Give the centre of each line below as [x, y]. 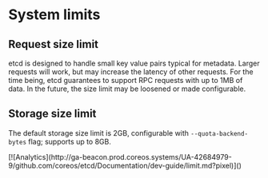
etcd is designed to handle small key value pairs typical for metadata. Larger [134, 63]
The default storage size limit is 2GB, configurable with [99, 133]
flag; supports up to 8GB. [70, 141]
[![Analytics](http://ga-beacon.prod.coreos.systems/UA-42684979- [120, 156]
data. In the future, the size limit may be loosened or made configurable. [127, 89]
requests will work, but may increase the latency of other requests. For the [131, 72]
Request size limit [53, 44]
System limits [54, 15]
